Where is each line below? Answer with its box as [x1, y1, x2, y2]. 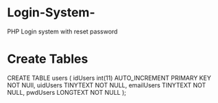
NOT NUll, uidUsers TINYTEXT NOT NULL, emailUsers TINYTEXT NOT [7, 80, 206, 89]
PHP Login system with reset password [7, 27, 118, 35]
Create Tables [7, 51, 88, 67]
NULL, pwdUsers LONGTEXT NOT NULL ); [7, 88, 127, 96]
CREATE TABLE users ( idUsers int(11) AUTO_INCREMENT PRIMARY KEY [7, 74, 211, 82]
